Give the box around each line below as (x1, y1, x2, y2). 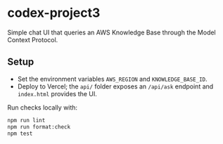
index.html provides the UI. (17, 89, 97, 98)
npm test (7, 130, 33, 137)
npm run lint (7, 117, 46, 124)
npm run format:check (7, 123, 71, 131)
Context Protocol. (7, 35, 58, 44)
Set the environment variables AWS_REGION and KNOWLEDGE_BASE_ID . (17, 74, 208, 83)
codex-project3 (7, 5, 101, 21)
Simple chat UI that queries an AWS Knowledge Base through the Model (7, 28, 216, 37)
